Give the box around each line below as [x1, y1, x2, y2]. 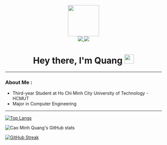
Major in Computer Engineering [12, 101, 77, 107]
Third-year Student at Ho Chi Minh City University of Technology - [12, 90, 149, 96]
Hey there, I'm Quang [33, 55, 123, 66]
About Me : [5, 79, 32, 86]
